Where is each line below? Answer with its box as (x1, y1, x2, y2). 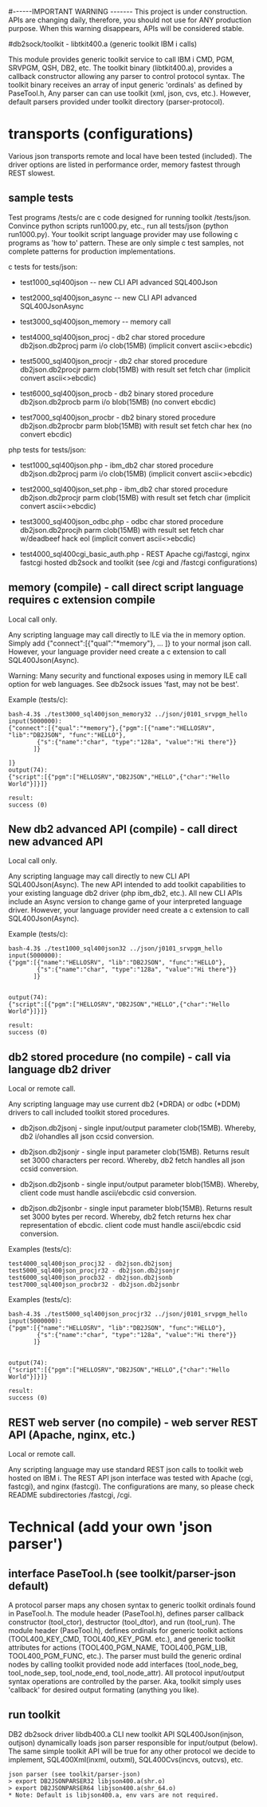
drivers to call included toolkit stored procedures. (8, 1108, 170, 1118)
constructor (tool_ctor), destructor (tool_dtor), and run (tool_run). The (8, 1617, 236, 1627)
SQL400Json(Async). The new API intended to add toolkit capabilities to (8, 880, 246, 890)
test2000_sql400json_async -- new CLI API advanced (19, 293, 198, 302)
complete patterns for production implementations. (8, 247, 176, 256)
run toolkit (8, 1708, 61, 1722)
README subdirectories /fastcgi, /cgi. (8, 1490, 132, 1499)
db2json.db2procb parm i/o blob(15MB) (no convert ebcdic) (19, 397, 217, 406)
